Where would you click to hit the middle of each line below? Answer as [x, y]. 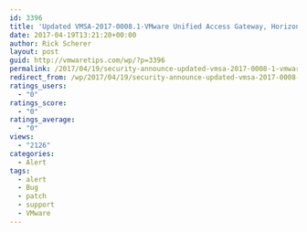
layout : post [34, 52]
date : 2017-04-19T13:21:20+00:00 [73, 35]
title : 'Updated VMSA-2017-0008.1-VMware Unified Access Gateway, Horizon [155, 26]
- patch [32, 196]
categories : [32, 153]
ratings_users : [38, 86]
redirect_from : [38, 78]
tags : [20, 171]
